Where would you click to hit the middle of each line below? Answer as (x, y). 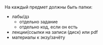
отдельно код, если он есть (48, 27)
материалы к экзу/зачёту (38, 37)
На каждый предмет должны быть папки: (49, 7)
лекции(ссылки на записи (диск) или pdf (55, 32)
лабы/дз (20, 16)
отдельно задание (38, 22)
